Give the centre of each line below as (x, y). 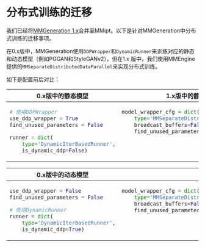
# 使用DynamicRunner (38, 210)
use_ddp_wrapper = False (45, 191)
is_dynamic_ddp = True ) (53, 229)
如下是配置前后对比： (33, 79)
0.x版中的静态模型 (63, 96)
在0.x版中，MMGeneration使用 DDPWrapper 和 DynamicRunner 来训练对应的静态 (100, 51)
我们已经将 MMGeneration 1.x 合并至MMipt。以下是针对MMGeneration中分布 (101, 30)
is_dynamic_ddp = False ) (55, 150)
